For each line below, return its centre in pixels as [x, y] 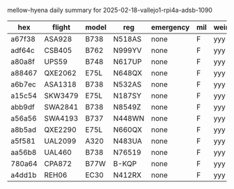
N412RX [127, 175]
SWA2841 [61, 107]
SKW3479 [61, 96]
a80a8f [23, 62]
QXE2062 [60, 73]
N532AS [127, 84]
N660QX [128, 130]
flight [61, 27]
